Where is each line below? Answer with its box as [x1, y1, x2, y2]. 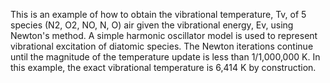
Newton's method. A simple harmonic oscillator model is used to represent [10, 30, 318, 41]
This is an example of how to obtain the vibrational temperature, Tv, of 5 [10, 9, 307, 20]
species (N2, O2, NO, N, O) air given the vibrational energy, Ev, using [10, 19, 294, 31]
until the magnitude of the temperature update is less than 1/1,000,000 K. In [10, 51, 321, 63]
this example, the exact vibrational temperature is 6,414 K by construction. [10, 62, 317, 73]
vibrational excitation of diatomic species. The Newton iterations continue [10, 40, 314, 52]
